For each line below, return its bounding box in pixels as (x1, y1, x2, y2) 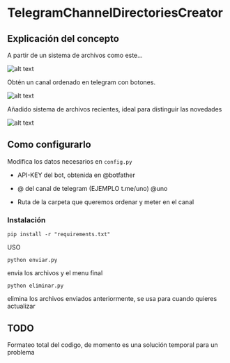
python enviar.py (7, 256, 58, 264)
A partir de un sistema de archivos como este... (7, 51, 143, 59)
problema (7, 348, 35, 356)
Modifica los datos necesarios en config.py (7, 157, 132, 165)
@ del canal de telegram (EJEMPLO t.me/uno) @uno (17, 184, 168, 192)
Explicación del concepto (7, 33, 120, 45)
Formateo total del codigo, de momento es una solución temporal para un (7, 340, 218, 349)
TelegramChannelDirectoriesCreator (7, 5, 224, 21)
